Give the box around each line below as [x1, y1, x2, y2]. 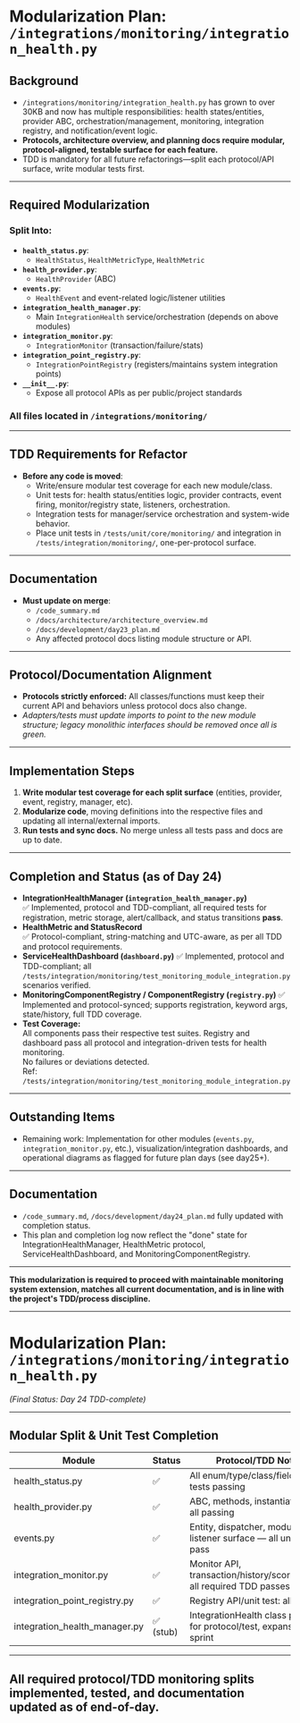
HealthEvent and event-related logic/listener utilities [35, 292, 226, 303]
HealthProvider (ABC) [35, 273, 117, 283]
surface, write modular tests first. [21, 164, 146, 173]
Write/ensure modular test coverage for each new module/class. [35, 480, 273, 491]
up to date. [21, 834, 62, 846]
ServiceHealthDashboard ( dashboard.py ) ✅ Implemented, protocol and [21, 950, 285, 962]
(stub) [152, 1626, 179, 1638]
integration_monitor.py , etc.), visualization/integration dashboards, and [21, 1143, 288, 1153]
